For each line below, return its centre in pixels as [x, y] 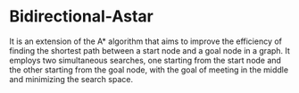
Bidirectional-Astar [81, 17]
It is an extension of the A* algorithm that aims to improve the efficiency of [146, 41]
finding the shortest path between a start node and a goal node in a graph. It [149, 50]
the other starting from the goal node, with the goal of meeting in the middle [149, 70]
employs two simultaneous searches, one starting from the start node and [145, 60]
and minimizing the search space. [71, 79]
